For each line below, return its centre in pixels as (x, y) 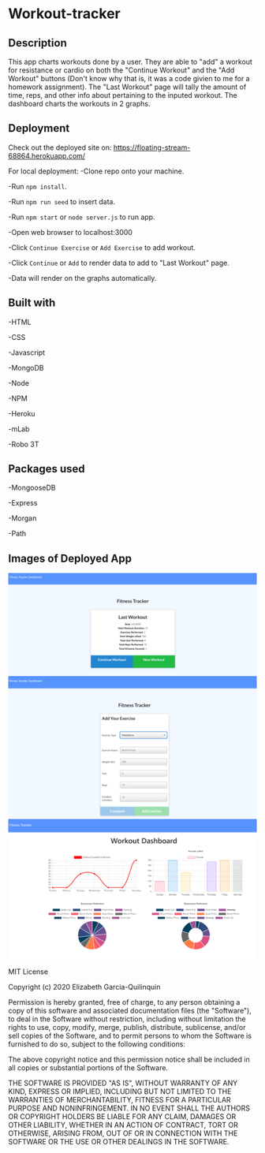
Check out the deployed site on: (60, 147)
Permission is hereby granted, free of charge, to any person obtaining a (124, 1002)
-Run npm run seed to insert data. (62, 201)
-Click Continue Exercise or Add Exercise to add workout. (102, 247)
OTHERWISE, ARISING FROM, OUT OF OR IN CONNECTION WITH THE (123, 1133)
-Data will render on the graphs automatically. (82, 278)
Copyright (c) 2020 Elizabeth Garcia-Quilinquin (84, 987)
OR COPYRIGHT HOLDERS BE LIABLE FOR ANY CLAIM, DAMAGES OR (122, 1117)
